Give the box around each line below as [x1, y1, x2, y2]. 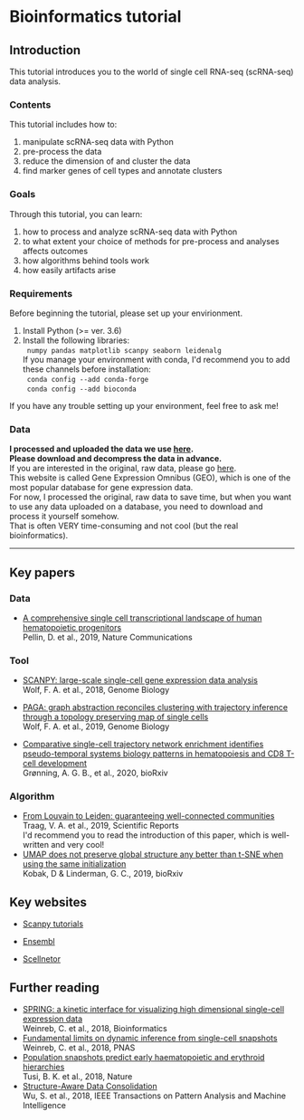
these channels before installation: [22, 364, 151, 375]
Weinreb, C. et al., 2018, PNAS [22, 1042, 136, 1053]
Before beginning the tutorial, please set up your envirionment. [9, 308, 242, 318]
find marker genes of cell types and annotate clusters [22, 166, 223, 176]
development [37, 758, 88, 769]
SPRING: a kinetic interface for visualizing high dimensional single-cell [22, 1004, 285, 1015]
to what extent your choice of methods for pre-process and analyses [22, 235, 280, 246]
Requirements [9, 287, 73, 299]
